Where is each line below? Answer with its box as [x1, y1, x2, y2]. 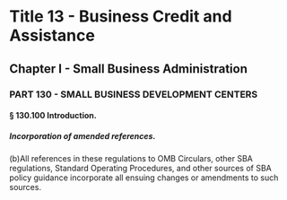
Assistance [9, 25, 96, 46]
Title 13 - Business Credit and [9, 6, 232, 27]
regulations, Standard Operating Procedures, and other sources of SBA [9, 163, 272, 174]
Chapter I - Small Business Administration [9, 61, 248, 76]
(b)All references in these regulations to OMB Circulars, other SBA [9, 153, 253, 164]
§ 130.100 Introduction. [9, 110, 97, 121]
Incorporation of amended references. [9, 130, 156, 141]
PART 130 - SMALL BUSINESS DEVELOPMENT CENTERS [9, 88, 258, 100]
